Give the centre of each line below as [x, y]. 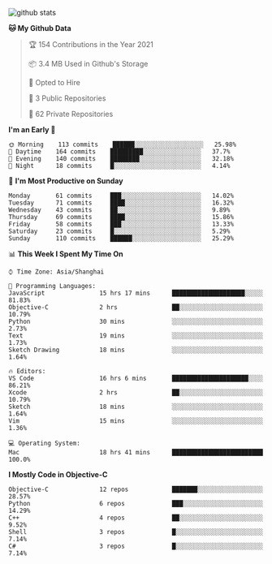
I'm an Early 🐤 [32, 129]
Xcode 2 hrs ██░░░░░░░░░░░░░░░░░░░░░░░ [136, 393]
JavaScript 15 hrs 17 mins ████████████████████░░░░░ [136, 293]
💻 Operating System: [45, 443]
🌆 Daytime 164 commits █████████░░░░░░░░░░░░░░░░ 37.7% [119, 152]
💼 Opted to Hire [54, 82]
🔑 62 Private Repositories [71, 114]
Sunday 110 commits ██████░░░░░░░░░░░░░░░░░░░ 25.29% [121, 239]
